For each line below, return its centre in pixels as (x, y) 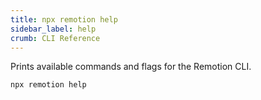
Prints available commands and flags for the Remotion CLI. (131, 67)
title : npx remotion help (64, 19)
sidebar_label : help (53, 29)
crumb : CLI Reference (55, 38)
